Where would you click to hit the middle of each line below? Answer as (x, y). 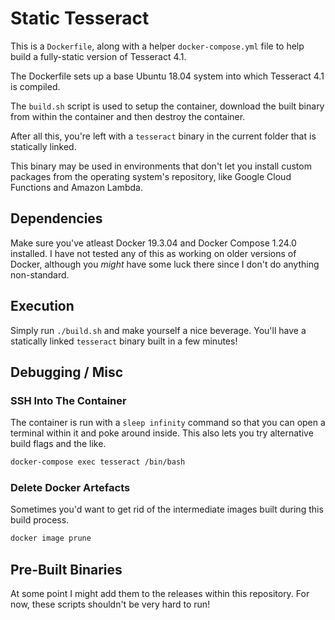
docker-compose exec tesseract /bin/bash (98, 462)
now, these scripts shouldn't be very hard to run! (110, 604)
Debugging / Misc (67, 372)
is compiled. (35, 86)
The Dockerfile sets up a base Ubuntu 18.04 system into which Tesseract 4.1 (167, 76)
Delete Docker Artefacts (70, 488)
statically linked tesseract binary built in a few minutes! (124, 341)
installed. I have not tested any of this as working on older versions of (153, 253)
